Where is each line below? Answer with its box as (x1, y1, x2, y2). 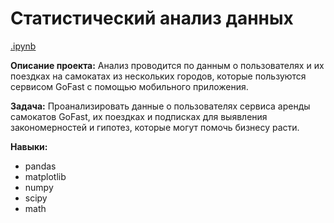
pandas (24, 160, 57, 172)
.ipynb (10, 40, 37, 52)
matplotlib (24, 170, 67, 182)
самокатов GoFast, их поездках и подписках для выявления (10, 110, 268, 122)
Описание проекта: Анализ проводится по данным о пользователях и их (10, 59, 325, 71)
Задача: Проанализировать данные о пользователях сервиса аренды (10, 100, 311, 112)
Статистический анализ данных (10, 7, 294, 30)
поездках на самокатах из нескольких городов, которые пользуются (10, 70, 307, 82)
